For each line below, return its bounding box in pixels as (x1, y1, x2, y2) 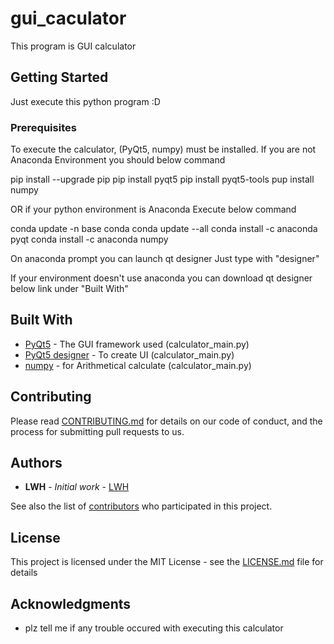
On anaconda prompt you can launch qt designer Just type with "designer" (10, 253, 320, 265)
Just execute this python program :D (10, 95, 161, 107)
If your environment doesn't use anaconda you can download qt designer (10, 272, 313, 284)
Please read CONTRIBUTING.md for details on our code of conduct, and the (10, 415, 323, 427)
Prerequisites (10, 120, 77, 134)
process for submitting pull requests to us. (10, 425, 185, 437)
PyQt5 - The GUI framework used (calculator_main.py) (24, 338, 250, 350)
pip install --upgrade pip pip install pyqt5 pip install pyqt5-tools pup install (10, 173, 315, 186)
